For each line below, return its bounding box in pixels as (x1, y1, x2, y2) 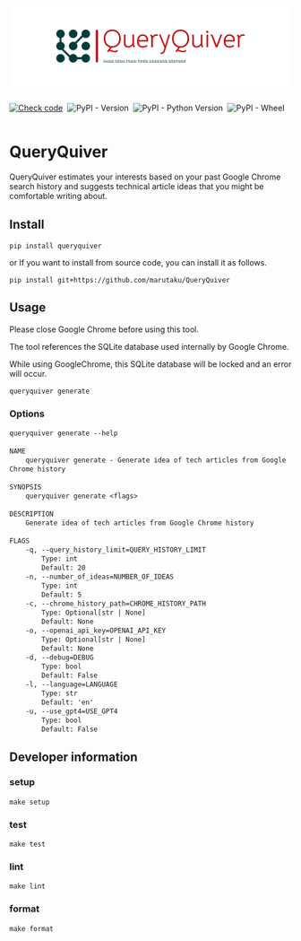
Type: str (41, 689, 78, 698)
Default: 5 (41, 590, 82, 599)
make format (9, 924, 54, 933)
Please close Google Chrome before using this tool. (9, 324, 199, 335)
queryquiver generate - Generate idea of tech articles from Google (25, 456, 287, 465)
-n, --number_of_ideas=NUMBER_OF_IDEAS (25, 572, 175, 581)
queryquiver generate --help (9, 429, 118, 438)
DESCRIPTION (9, 510, 54, 518)
